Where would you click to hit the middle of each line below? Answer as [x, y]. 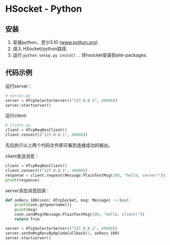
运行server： [19, 86]
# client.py [18, 125]
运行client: [16, 116]
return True [27, 219]
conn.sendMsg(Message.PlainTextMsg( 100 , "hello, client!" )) [80, 215]
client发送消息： [22, 156]
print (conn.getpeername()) [43, 205]
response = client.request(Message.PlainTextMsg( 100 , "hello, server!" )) [86, 175]
